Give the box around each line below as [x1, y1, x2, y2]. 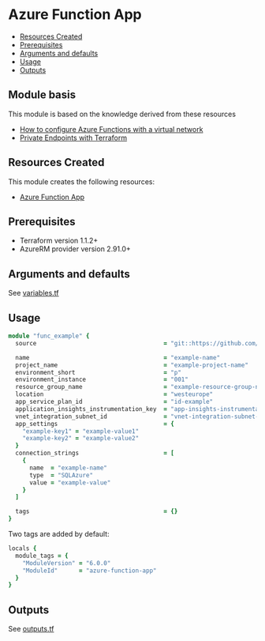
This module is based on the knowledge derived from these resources [8, 109, 237, 119]
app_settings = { [15, 420, 175, 428]
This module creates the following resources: [8, 176, 155, 187]
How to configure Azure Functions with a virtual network [19, 124, 203, 134]
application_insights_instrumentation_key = [15, 405, 168, 413]
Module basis [8, 89, 77, 102]
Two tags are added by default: [8, 530, 110, 538]
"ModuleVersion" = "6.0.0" [22, 559, 111, 567]
